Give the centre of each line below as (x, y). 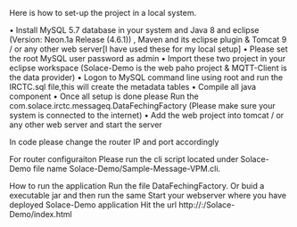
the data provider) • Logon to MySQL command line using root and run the (146, 77)
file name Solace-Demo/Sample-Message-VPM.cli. (127, 169)
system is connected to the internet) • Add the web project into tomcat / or (147, 115)
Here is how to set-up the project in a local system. (103, 13)
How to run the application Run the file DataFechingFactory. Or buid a (137, 186)
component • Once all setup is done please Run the (104, 96)
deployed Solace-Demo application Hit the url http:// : (107, 205)
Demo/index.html (41, 214)
